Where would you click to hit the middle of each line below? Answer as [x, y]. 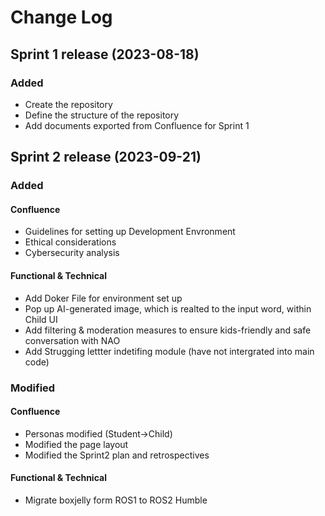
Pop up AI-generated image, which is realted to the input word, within [168, 308]
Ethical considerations [70, 242]
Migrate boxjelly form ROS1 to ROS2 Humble [116, 500]
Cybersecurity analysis [72, 253]
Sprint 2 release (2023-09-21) [106, 157]
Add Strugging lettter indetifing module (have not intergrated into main [169, 351]
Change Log [61, 17]
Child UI [41, 319]
